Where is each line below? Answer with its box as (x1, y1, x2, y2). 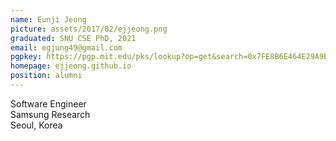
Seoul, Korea (10, 119, 63, 131)
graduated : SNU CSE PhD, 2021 (10, 33, 137, 43)
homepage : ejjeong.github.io (10, 61, 132, 71)
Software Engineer (10, 97, 87, 110)
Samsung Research (10, 108, 91, 120)
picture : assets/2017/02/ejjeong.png (10, 24, 168, 34)
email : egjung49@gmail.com (10, 42, 123, 53)
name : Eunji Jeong (10, 14, 87, 25)
